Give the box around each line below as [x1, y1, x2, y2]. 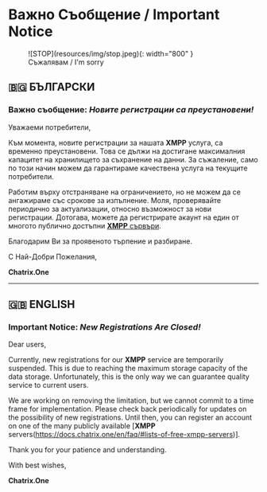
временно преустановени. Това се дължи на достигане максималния [8, 146, 246, 156]
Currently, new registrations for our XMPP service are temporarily [8, 355, 224, 365]
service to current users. [8, 381, 89, 390]
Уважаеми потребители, [8, 122, 91, 132]
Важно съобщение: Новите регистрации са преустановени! [8, 104, 254, 115]
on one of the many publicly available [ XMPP [8, 421, 156, 431]
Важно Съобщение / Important [8, 6, 220, 24]
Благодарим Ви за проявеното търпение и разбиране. [8, 236, 193, 246]
